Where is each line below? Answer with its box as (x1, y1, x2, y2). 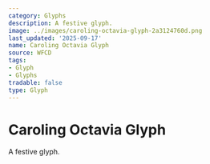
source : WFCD (8, 49, 52, 57)
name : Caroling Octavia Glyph (8, 42, 110, 50)
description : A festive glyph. (8, 19, 113, 27)
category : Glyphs (8, 11, 67, 20)
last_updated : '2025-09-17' (8, 34, 103, 42)
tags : (8, 57, 26, 65)
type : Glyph (8, 86, 48, 94)
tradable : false (8, 78, 63, 86)
